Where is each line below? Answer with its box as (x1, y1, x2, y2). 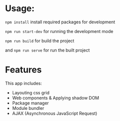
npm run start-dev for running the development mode (5, 28, 114, 34)
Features (5, 64, 42, 75)
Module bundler (12, 105, 44, 111)
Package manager (12, 100, 49, 106)
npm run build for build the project (5, 37, 75, 44)
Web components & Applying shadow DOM (12, 95, 100, 101)
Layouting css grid (12, 89, 50, 95)
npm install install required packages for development (5, 19, 116, 25)
